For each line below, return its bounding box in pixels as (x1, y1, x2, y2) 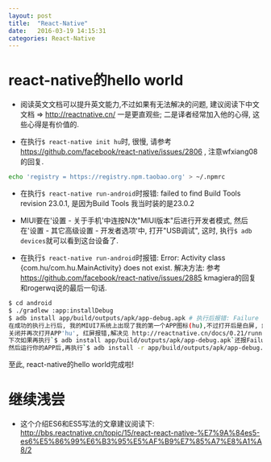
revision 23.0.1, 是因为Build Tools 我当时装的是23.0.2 (19, 199, 195, 208)
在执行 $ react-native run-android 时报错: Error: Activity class (19, 253, 226, 262)
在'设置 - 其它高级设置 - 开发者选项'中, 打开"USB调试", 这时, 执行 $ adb (19, 226, 252, 236)
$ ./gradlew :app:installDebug (8, 307, 114, 315)
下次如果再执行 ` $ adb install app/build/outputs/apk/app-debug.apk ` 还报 (8, 336, 248, 344)
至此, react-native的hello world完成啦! (8, 360, 135, 369)
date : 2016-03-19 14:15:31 (8, 27, 106, 35)
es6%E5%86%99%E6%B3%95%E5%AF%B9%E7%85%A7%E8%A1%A (19, 436, 262, 447)
